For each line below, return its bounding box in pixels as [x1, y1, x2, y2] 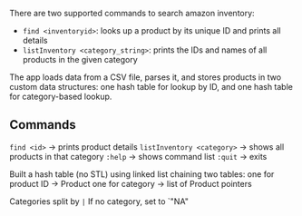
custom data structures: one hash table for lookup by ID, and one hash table [9, 82, 293, 92]
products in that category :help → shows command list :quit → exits [9, 151, 268, 162]
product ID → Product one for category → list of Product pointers [9, 178, 252, 189]
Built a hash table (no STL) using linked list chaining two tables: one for [9, 168, 275, 180]
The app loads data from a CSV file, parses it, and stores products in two [9, 72, 282, 83]
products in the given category [22, 54, 138, 64]
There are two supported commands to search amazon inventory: [9, 8, 256, 18]
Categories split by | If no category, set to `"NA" [9, 195, 189, 207]
